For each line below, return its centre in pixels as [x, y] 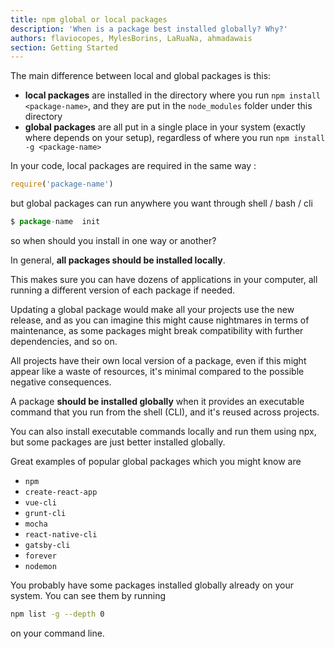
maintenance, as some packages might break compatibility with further [157, 330]
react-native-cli [61, 535]
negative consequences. [61, 382]
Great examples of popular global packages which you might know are [156, 461]
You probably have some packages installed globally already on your [152, 585]
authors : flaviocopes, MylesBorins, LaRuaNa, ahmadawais [131, 38]
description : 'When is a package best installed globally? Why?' [149, 29]
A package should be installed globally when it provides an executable [157, 401]
